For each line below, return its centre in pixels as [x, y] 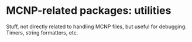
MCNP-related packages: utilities [89, 11]
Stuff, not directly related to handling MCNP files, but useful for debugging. [97, 26]
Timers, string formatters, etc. [42, 32]
